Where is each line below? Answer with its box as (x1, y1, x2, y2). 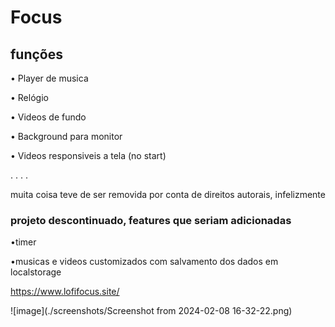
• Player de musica (10, 72, 89, 84)
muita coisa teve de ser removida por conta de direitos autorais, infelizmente (10, 189, 326, 200)
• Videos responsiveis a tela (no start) (10, 150, 167, 161)
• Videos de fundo (10, 111, 87, 123)
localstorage (10, 266, 62, 278)
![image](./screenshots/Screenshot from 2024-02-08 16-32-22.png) (10, 305, 293, 317)
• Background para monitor (10, 131, 123, 142)
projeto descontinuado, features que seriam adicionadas (10, 213, 292, 227)
